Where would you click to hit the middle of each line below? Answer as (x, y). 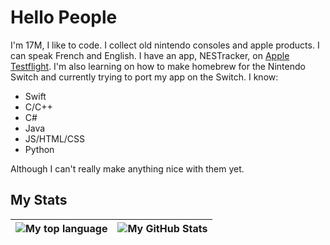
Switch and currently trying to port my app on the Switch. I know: (144, 77)
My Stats (39, 200)
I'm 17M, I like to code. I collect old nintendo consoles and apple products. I (165, 45)
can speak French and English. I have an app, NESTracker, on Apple (150, 55)
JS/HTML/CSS (55, 138)
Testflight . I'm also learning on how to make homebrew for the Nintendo (158, 66)
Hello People (64, 17)
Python (39, 149)
